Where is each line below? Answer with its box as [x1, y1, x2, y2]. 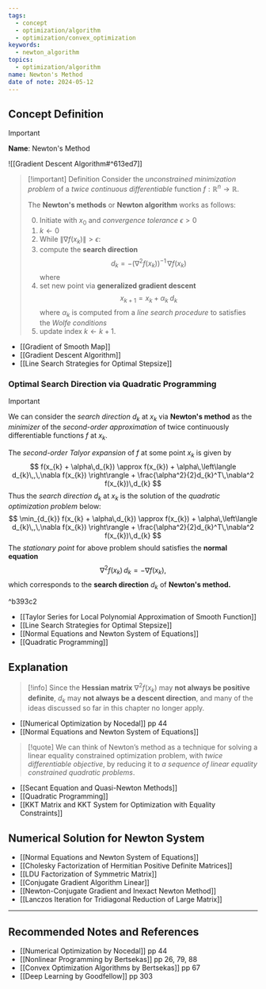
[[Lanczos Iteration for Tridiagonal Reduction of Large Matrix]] [19, 895, 223, 904]
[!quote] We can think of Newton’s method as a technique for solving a [27, 742, 258, 752]
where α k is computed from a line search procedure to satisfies [39, 307, 247, 319]
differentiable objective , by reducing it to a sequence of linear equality [27, 759, 258, 769]
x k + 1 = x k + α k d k [120, 293, 178, 305]
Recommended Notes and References [8, 925, 199, 938]
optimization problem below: [8, 501, 101, 512]
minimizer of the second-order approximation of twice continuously [8, 422, 230, 431]
